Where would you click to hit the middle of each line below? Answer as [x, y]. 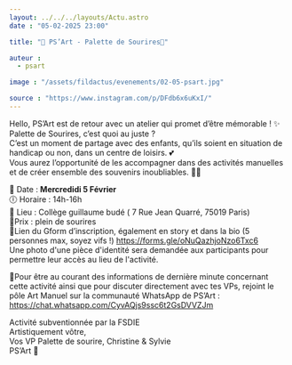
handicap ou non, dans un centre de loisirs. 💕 [92, 152]
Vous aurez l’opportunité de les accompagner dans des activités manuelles [146, 162]
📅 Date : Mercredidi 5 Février [63, 189]
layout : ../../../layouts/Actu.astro [79, 17]
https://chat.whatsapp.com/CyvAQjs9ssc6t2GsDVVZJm [111, 304]
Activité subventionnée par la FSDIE [75, 322]
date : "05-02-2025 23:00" [59, 26]
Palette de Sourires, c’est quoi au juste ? [83, 134]
